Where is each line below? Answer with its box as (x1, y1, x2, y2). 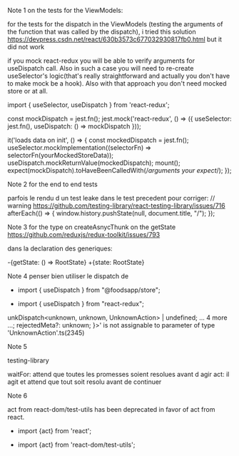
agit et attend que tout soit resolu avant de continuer (7, 378, 162, 386)
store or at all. (7, 87, 49, 95)
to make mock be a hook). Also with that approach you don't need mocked (7, 79, 227, 88)
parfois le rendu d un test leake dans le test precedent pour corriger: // (7, 194, 215, 202)
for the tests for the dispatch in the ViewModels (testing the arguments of (7, 20, 223, 28)
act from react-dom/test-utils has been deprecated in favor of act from (7, 405, 215, 413)
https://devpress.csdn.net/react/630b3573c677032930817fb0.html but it (7, 35, 223, 44)
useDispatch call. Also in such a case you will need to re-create (7, 64, 194, 72)
